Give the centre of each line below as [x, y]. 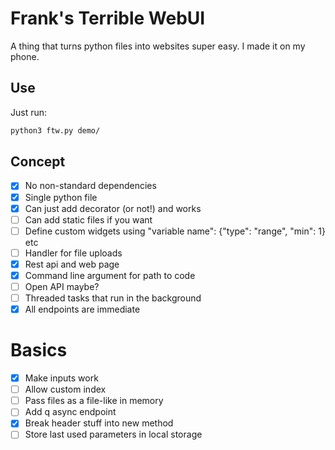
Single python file [61, 197]
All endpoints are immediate [82, 309]
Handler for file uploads [73, 253]
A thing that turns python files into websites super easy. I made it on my [158, 46]
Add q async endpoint [70, 412]
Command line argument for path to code [110, 275]
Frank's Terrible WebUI [108, 18]
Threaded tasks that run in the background [113, 298]
